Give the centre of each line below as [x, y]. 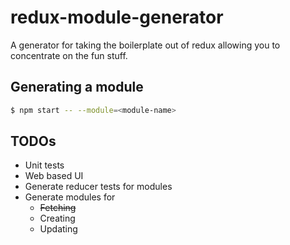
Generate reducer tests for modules [98, 187]
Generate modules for [70, 197]
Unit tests [44, 165]
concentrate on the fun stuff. [69, 55]
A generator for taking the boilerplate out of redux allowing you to [145, 45]
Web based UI [54, 176]
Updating [58, 229]
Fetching [58, 208]
